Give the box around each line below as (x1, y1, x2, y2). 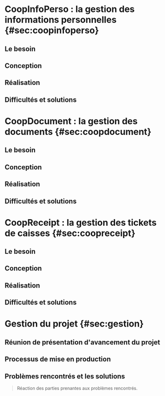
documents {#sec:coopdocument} (4, 126, 152, 137)
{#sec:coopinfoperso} (4, 25, 99, 36)
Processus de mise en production (4, 355, 111, 364)
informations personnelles (4, 14, 117, 25)
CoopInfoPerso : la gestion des (4, 3, 135, 15)
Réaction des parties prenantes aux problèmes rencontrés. (16, 386, 138, 392)
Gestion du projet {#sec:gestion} (4, 318, 144, 330)
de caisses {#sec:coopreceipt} (4, 227, 136, 239)
